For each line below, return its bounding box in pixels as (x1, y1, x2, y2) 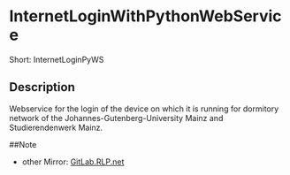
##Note (9, 139, 37, 149)
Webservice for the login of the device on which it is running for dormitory (9, 103, 279, 114)
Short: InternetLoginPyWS (9, 54, 104, 65)
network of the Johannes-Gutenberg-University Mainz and (9, 112, 224, 123)
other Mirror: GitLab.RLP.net (21, 156, 125, 167)
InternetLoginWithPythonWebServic (9, 6, 282, 27)
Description (9, 80, 75, 95)
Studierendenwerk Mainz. (9, 122, 103, 133)
